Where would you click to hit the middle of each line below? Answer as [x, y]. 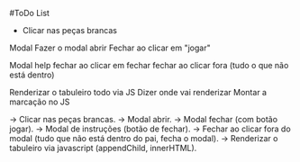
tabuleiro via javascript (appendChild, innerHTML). [103, 148]
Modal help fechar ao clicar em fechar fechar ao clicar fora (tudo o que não [149, 65]
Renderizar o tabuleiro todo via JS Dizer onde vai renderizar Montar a [138, 92]
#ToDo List [29, 13]
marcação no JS [40, 102]
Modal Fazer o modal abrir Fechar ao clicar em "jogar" [110, 48]
